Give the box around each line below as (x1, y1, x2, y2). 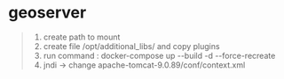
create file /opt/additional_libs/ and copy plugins (43, 40, 220, 51)
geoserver (8, 3, 87, 23)
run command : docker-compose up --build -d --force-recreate (43, 50, 276, 61)
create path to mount (43, 32, 121, 42)
